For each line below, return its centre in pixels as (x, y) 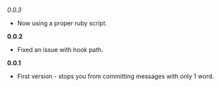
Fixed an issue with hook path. (60, 50)
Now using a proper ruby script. (62, 23)
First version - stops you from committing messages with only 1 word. (115, 76)
